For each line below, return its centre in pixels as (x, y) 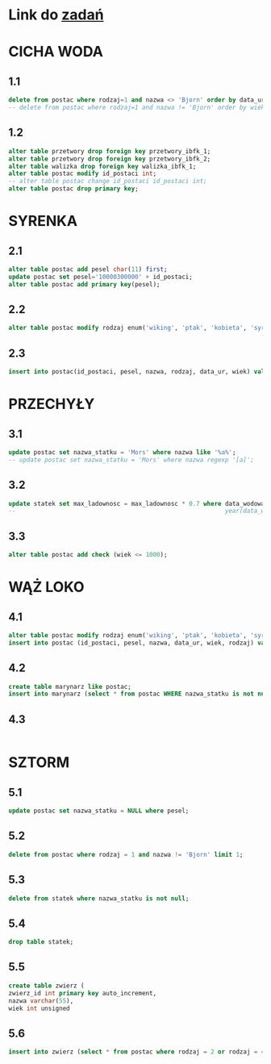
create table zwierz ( (46, 986)
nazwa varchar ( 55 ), (41, 1001)
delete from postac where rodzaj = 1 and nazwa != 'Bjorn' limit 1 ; (126, 854)
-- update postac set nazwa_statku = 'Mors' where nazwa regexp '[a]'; (131, 460)
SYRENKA (43, 221)
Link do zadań (56, 15)
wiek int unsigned (39, 1008)
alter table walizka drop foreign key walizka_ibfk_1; (102, 166)
